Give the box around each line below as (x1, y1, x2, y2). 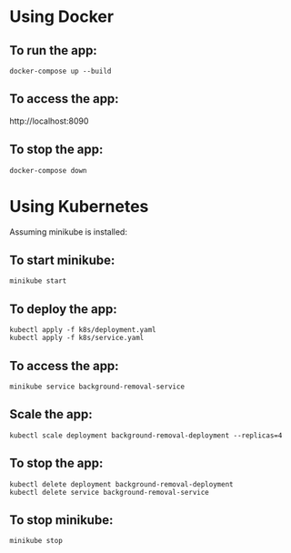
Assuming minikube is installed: (9, 226, 127, 237)
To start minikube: (9, 252, 115, 267)
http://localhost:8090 (9, 116, 89, 126)
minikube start (9, 276, 67, 286)
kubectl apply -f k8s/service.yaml (9, 334, 145, 343)
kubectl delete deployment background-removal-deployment (9, 479, 234, 488)
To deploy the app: (9, 301, 117, 317)
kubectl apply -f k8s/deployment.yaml (9, 326, 156, 335)
